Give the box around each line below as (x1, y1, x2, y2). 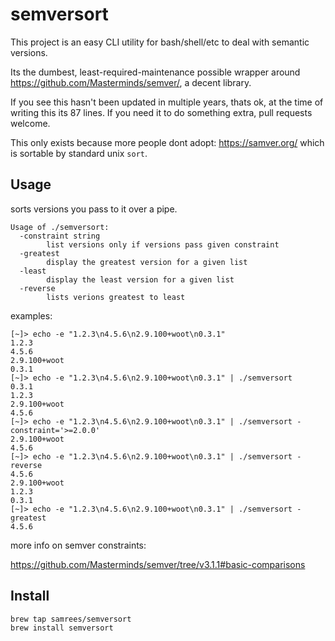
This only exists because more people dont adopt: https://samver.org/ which (10, 136, 325, 148)
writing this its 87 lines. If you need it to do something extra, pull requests (10, 106, 313, 118)
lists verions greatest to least (46, 292, 186, 302)
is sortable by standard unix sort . (10, 147, 148, 159)
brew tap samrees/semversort (10, 614, 132, 624)
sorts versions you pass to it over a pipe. (10, 203, 178, 215)
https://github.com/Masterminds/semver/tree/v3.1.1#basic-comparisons (10, 558, 306, 570)
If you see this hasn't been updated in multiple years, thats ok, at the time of (10, 96, 324, 108)
